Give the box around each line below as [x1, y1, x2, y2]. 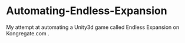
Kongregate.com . [6, 29, 50, 37]
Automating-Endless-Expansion [6, 4, 167, 18]
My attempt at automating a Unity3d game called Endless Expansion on [6, 24, 180, 31]
